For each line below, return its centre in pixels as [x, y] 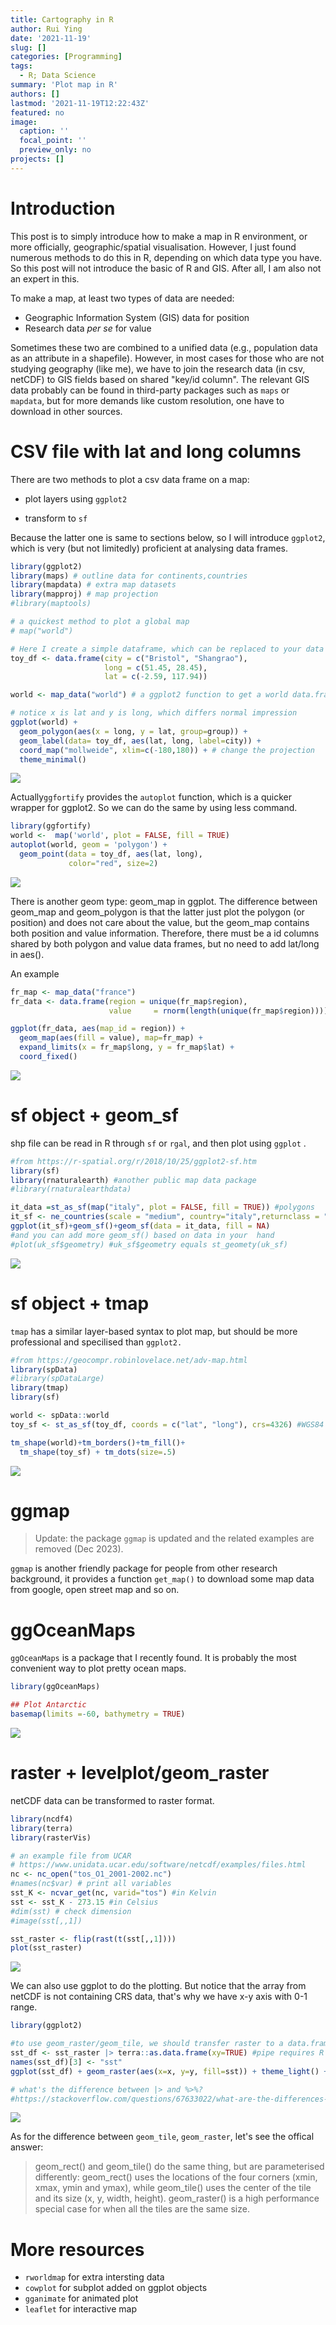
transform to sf [56, 518]
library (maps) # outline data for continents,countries [129, 576]
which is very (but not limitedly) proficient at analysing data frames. [149, 548]
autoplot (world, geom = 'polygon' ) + [89, 845]
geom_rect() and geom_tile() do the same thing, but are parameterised [179, 2167]
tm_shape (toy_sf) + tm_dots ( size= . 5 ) [98, 1452]
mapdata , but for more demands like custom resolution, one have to [147, 400]
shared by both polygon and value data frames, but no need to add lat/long [165, 943]
